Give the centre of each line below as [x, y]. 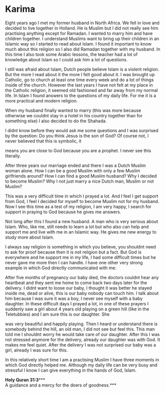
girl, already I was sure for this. [36, 350]
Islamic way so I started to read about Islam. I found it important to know [78, 44]
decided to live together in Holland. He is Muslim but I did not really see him [82, 28]
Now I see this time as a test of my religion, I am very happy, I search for [78, 206]
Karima [20, 9]
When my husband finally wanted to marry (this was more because [73, 110]
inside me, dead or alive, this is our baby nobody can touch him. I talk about [82, 293]
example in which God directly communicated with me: [61, 268]
